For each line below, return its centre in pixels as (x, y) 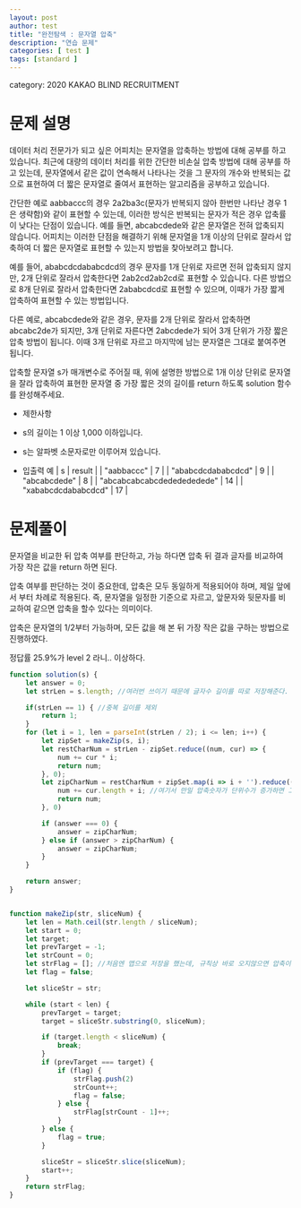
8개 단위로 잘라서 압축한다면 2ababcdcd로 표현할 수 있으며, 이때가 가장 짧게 (151, 289)
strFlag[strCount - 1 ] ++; (121, 1112)
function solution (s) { (54, 674)
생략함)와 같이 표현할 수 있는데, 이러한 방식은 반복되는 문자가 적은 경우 (140, 214)
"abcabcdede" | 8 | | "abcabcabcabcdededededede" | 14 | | (133, 480)
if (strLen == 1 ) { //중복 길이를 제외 (91, 708)
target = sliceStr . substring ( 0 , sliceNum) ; (124, 1021)
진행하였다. (29, 638)
